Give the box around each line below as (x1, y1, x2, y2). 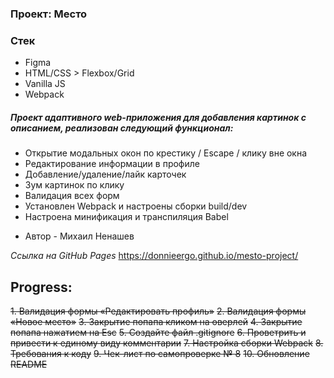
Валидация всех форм (24, 190, 120, 202)
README (10, 358, 48, 370)
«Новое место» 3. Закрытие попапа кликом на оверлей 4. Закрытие (10, 316, 303, 327)
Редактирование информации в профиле (24, 158, 200, 170)
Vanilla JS (24, 78, 66, 90)
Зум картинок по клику (24, 179, 125, 191)
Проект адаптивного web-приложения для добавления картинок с (10, 111, 307, 123)
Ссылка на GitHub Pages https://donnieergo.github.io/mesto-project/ (10, 250, 299, 262)
